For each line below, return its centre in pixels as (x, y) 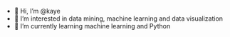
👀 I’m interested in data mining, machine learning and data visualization (118, 18)
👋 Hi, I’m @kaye (37, 11)
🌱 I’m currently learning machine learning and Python (92, 26)
